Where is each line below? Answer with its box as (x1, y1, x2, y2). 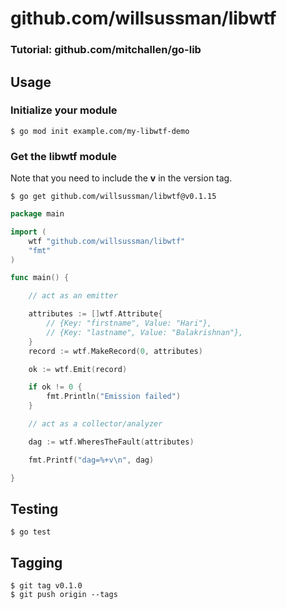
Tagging (10, 554, 63, 571)
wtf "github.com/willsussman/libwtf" (28, 236, 186, 246)
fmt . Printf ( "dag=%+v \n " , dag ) (28, 455, 155, 465)
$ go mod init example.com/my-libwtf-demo (10, 126, 190, 136)
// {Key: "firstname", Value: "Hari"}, (46, 318, 213, 329)
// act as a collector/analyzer (28, 419, 163, 429)
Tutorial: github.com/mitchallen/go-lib (10, 43, 202, 57)
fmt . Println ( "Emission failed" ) (46, 392, 182, 402)
